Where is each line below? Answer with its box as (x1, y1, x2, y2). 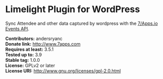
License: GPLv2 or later (5, 62, 55, 68)
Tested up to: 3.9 (5, 52, 42, 58)
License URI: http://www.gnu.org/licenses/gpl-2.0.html (5, 67, 121, 74)
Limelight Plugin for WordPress (5, 4, 141, 15)
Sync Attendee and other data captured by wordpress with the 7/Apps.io (5, 20, 158, 26)
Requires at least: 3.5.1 (5, 46, 54, 52)
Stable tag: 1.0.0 (5, 57, 40, 63)
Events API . (5, 25, 30, 31)
